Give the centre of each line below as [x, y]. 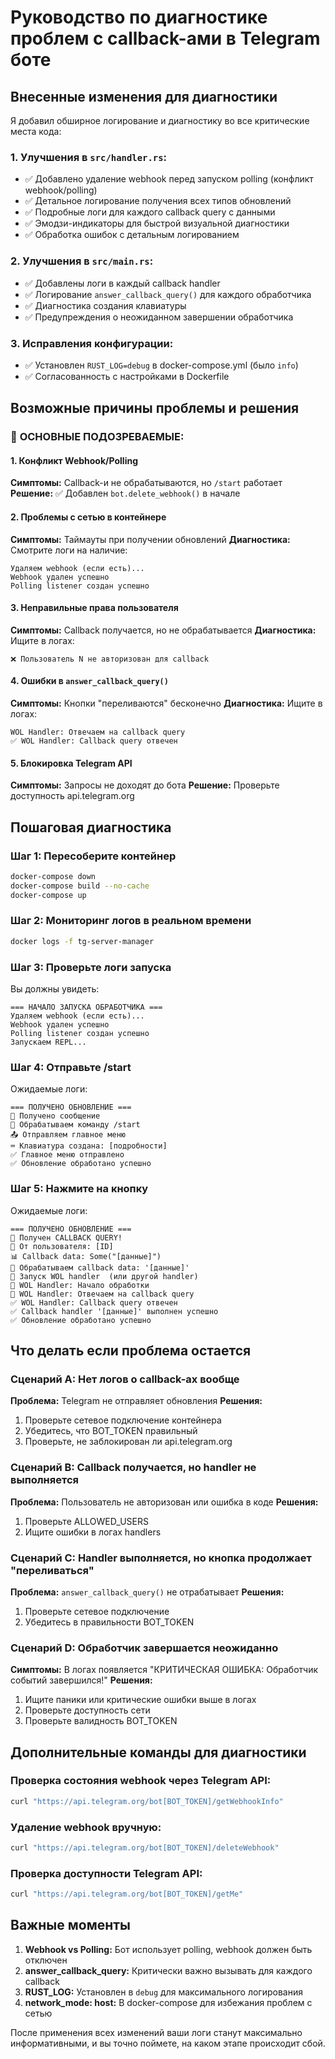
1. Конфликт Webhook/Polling [74, 460]
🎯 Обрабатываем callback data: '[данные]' [100, 1267]
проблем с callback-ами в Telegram [165, 38]
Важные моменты [70, 1925]
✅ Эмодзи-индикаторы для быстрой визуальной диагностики [157, 223]
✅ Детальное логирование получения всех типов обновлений [158, 201]
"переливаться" [52, 1570]
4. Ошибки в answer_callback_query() [89, 681]
